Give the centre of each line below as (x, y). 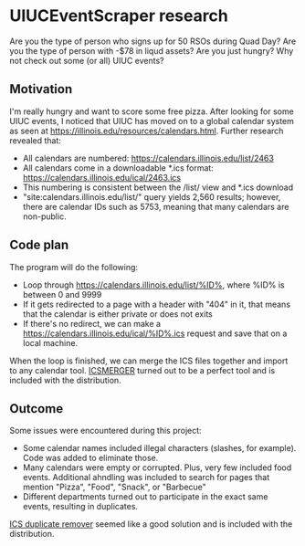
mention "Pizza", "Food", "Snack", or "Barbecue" (115, 487)
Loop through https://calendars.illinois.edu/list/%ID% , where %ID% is (153, 285)
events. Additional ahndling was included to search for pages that (146, 478)
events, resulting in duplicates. (80, 507)
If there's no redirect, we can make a (92, 323)
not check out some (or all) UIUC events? (87, 60)
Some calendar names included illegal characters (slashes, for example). (159, 448)
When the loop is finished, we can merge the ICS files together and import (149, 361)
